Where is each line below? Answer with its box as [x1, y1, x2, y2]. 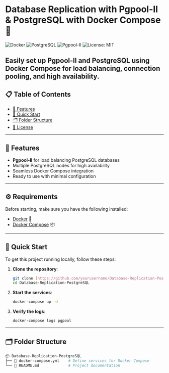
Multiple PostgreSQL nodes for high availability [12, 162, 110, 168]
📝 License [12, 124, 34, 130]
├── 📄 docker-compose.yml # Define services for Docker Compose [5, 358, 150, 363]
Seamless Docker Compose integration [12, 168, 94, 174]
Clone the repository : [12, 266, 58, 272]
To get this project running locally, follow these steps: [5, 256, 116, 262]
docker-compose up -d [12, 299, 58, 304]
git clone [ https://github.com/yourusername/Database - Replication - [12, 275, 157, 281]
